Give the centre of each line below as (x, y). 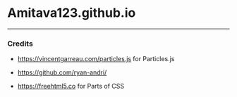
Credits (20, 44)
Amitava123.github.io (72, 13)
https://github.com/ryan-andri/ (62, 72)
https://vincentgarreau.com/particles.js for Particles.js (96, 59)
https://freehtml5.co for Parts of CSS (71, 86)
